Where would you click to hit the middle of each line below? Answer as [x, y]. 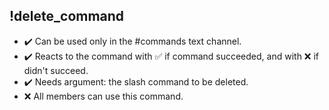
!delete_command [67, 16]
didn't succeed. [56, 70]
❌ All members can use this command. [103, 96]
